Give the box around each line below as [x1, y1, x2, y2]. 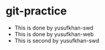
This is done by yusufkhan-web [14, 30, 94, 37]
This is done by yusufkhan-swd [14, 24, 93, 31]
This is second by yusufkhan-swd [14, 37, 100, 44]
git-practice [5, 4, 67, 18]
